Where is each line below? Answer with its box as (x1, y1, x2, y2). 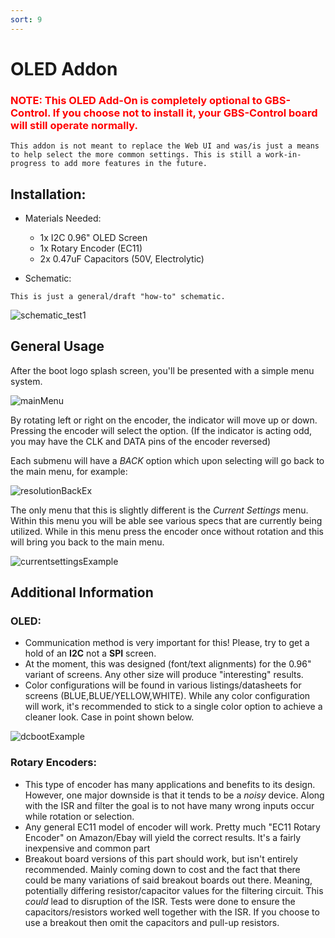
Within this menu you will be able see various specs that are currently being (10, 514, 323, 526)
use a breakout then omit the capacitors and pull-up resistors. (24, 916, 280, 928)
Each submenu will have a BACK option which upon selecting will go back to (10, 454, 325, 466)
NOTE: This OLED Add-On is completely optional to (10, 93, 263, 107)
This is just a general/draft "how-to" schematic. (10, 291, 226, 301)
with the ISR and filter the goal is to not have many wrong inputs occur (24, 799, 315, 811)
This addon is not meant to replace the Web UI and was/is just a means (10, 141, 320, 151)
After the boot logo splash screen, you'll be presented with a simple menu (10, 364, 315, 376)
